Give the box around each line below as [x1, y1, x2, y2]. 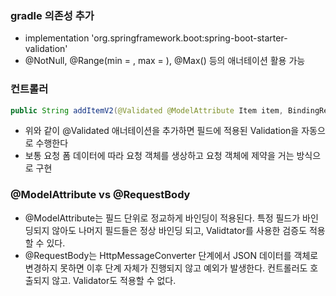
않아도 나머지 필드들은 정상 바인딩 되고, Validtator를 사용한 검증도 [51, 224, 308, 236]
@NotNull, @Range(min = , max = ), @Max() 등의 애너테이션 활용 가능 [24, 55, 306, 67]
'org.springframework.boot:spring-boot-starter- [91, 32, 288, 44]
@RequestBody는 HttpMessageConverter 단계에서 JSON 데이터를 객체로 [24, 249, 319, 261]
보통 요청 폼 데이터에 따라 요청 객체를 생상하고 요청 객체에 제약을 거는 [24, 150, 295, 162]
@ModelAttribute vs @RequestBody [10, 188, 191, 202]
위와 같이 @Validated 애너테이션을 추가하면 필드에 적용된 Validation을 [24, 125, 300, 137]
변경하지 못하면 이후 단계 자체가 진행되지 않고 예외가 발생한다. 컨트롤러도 [24, 262, 308, 274]
